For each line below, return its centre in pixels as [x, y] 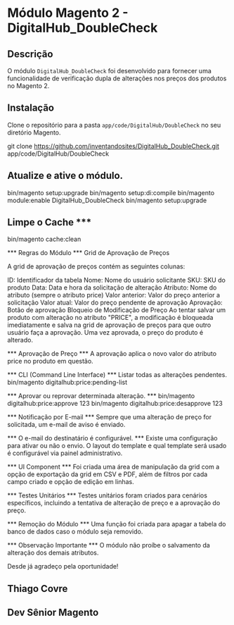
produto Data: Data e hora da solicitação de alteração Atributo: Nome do [112, 287]
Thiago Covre [38, 589]
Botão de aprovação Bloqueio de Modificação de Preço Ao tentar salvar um [117, 310]
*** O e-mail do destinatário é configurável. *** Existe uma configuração [112, 438]
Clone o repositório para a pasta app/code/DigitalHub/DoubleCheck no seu [114, 125]
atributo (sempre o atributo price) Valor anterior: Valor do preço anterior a [113, 295]
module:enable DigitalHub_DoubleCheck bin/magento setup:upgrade [107, 200]
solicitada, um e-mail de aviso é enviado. [66, 425]
